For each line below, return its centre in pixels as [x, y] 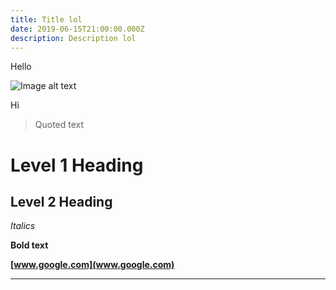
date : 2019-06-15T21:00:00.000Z [77, 29]
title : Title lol [46, 19]
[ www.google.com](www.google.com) [92, 265]
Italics [23, 226]
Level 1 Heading [77, 165]
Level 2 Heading [61, 201]
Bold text [29, 245]
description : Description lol [73, 38]
